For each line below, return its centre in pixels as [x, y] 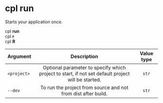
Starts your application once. [34, 22]
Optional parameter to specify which [84, 67]
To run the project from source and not [84, 88]
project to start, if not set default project [84, 74]
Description [84, 56]
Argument [19, 56]
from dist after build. [84, 93]
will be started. [84, 79]
